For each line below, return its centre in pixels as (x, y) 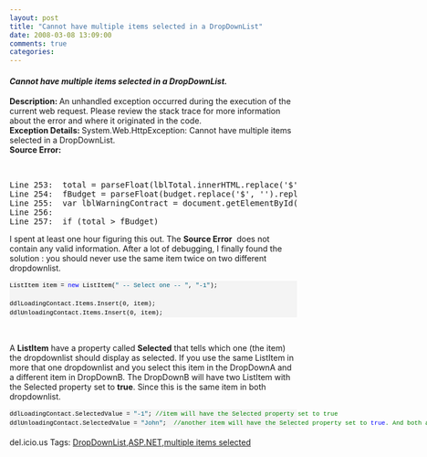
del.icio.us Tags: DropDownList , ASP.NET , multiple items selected (130, 442)
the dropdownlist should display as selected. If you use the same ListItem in (152, 358)
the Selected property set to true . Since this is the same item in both (138, 387)
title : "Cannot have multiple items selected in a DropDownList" (136, 27)
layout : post (34, 18)
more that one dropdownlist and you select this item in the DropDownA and (151, 367)
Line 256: (31, 213)
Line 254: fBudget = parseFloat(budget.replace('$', (132, 194)
